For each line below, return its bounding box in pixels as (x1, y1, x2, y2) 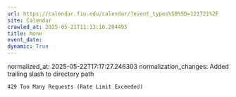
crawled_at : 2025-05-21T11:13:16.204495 (7, 23, 128, 30)
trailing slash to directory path (7, 70, 94, 78)
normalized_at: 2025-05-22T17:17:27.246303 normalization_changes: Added (7, 63, 229, 70)
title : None (7, 30, 42, 37)
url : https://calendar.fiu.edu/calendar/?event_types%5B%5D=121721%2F (7, 10, 219, 18)
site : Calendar (7, 17, 52, 24)
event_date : (7, 37, 42, 44)
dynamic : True (7, 43, 49, 50)
